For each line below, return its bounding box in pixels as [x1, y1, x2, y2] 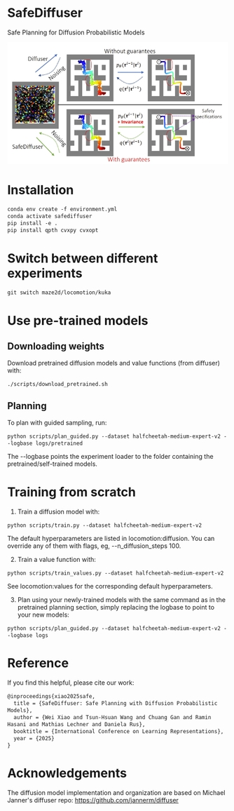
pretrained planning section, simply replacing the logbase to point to [17, 603, 215, 612]
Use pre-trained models [7, 312, 149, 328]
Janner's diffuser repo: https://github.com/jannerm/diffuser [7, 796, 179, 805]
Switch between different [7, 250, 158, 266]
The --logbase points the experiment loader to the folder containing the [7, 453, 214, 461]
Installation [7, 182, 74, 198]
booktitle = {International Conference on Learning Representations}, [13, 728, 224, 735]
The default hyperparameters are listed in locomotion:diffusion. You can [7, 535, 215, 543]
